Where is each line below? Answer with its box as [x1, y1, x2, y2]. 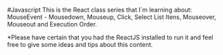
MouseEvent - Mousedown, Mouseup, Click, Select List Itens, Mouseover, [7, 13, 217, 21]
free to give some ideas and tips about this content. [7, 41, 153, 48]
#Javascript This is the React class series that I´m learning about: [7, 6, 193, 14]
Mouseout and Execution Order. [7, 20, 98, 28]
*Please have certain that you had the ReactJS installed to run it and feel [7, 33, 213, 41]
